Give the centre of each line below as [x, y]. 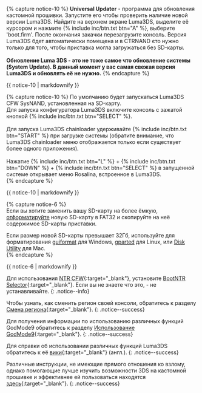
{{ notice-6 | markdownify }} [42, 266]
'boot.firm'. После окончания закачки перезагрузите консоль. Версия [96, 35]
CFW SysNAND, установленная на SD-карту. [64, 103]
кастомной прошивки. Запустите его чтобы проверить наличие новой [97, 15]
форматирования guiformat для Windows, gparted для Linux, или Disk [96, 242]
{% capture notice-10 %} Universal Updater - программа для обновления [101, 9]
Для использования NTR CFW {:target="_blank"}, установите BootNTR [96, 278]
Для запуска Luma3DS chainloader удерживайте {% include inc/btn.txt [96, 129]
